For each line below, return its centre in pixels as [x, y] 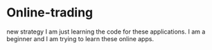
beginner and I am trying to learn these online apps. [80, 38]
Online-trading [50, 13]
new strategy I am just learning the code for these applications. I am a [106, 32]
